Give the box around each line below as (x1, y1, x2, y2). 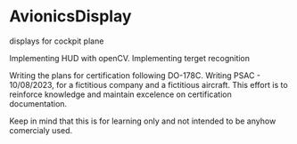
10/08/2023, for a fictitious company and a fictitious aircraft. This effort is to (9, 79, 288, 90)
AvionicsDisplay (9, 6, 132, 27)
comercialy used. (9, 124, 73, 135)
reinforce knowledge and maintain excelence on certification (9, 89, 232, 100)
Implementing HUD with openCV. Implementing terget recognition (9, 52, 251, 63)
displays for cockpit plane (9, 36, 104, 46)
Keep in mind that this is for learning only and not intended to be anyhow (9, 116, 276, 126)
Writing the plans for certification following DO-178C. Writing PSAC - (9, 69, 261, 81)
